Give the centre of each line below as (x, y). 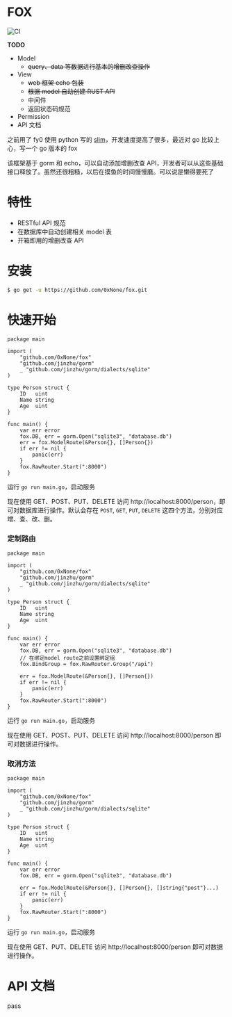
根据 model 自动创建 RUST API (71, 91)
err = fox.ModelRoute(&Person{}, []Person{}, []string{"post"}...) (119, 888)
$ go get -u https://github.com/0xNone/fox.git (77, 290)
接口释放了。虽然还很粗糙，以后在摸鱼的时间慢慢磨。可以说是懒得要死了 (110, 172)
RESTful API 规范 (41, 222)
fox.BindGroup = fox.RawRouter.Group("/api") (87, 664)
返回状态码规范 (49, 108)
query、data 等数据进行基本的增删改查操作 (89, 66)
